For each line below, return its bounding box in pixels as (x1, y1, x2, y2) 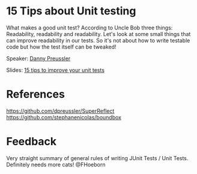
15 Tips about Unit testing (6, 4, 136, 18)
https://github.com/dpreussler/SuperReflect (6, 107, 115, 115)
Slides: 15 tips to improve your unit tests (6, 66, 105, 73)
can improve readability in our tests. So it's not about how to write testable (6, 37, 190, 44)
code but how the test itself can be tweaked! (6, 43, 117, 50)
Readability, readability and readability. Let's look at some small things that (6, 30, 191, 37)
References (6, 88, 65, 101)
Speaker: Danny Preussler (6, 55, 71, 62)
